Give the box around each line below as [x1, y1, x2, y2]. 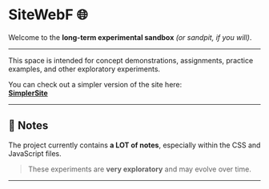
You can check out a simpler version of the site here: [8, 79, 183, 89]
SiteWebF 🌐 [8, 6, 88, 24]
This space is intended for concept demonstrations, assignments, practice [8, 55, 254, 65]
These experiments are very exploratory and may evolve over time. [27, 164, 252, 174]
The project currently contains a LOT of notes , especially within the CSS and [8, 140, 261, 150]
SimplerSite [8, 88, 48, 98]
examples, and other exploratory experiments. [8, 64, 161, 74]
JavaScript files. [8, 148, 62, 158]
